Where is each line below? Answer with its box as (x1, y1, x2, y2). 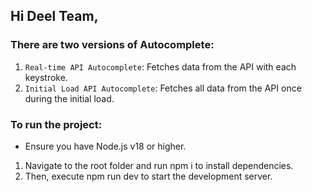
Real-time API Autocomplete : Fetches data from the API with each (24, 60, 297, 73)
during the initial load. (24, 92, 115, 104)
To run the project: (10, 117, 103, 131)
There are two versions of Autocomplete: (10, 38, 215, 52)
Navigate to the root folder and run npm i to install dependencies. (24, 159, 294, 171)
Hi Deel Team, (10, 8, 99, 25)
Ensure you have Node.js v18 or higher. (24, 140, 187, 152)
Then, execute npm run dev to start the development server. (24, 170, 273, 182)
